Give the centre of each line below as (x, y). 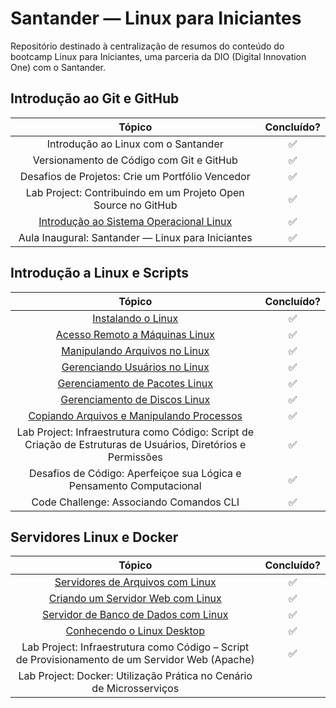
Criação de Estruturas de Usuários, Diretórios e (135, 444)
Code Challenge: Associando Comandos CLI (135, 502)
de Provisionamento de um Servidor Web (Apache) (135, 660)
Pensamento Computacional (135, 485)
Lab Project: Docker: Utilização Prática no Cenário (135, 676)
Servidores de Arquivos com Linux (135, 582)
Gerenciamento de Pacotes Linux (135, 383)
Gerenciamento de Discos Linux (135, 399)
